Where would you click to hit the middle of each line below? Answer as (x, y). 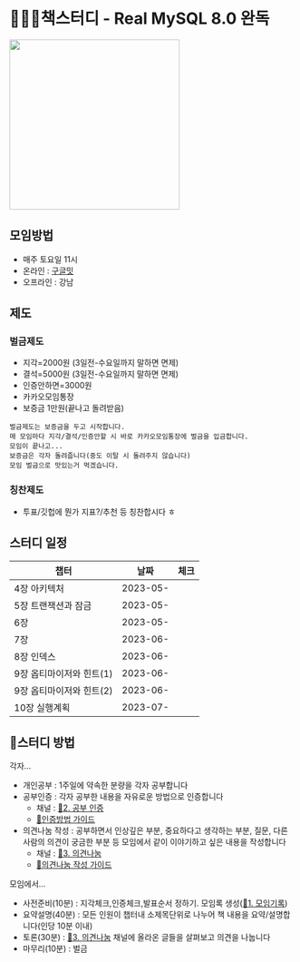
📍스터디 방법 (42, 742)
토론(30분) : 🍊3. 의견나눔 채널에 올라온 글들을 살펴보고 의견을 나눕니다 (146, 937)
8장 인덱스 (35, 656)
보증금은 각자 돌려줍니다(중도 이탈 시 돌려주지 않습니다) (100, 456)
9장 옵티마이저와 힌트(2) (63, 691)
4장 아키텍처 (39, 588)
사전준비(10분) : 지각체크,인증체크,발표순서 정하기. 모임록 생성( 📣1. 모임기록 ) (155, 903)
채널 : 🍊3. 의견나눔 (69, 853)
